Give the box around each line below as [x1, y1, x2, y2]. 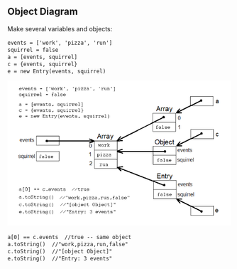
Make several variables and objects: [7, 24, 113, 33]
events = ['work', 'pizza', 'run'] [7, 39, 113, 46]
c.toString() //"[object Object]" [7, 248, 113, 255]
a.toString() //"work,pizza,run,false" [7, 241, 129, 248]
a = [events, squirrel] [7, 53, 78, 60]
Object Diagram [7, 6, 78, 18]
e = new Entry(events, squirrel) [7, 68, 106, 75]
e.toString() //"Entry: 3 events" [7, 255, 113, 263]
